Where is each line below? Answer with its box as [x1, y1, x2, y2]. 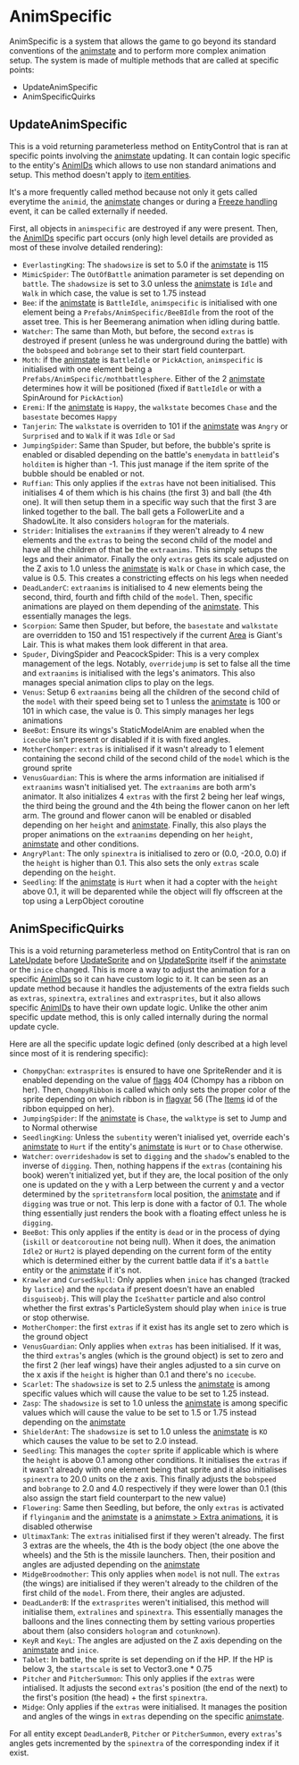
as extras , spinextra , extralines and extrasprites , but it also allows [9, 992, 262, 1003]
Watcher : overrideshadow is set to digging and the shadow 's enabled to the [21, 1150, 290, 1161]
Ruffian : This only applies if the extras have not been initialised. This [21, 477, 277, 488]
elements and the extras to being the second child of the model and [21, 534, 273, 545]
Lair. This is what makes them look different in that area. [21, 639, 228, 650]
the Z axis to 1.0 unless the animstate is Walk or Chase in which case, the [21, 563, 286, 574]
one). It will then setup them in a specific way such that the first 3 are [21, 496, 277, 507]
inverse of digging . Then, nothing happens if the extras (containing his [21, 1160, 283, 1171]
